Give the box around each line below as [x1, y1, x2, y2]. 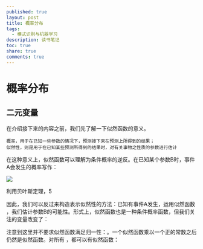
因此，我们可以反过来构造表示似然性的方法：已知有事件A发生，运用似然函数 [6, 200, 195, 207]
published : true [6, 8, 47, 15]
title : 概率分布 [6, 20, 43, 26]
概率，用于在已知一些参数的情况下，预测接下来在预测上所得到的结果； [6, 138, 155, 144]
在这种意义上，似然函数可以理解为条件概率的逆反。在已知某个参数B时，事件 [6, 155, 195, 163]
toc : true [6, 43, 31, 49]
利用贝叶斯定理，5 [6, 187, 53, 195]
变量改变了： [16, 215, 49, 222]
